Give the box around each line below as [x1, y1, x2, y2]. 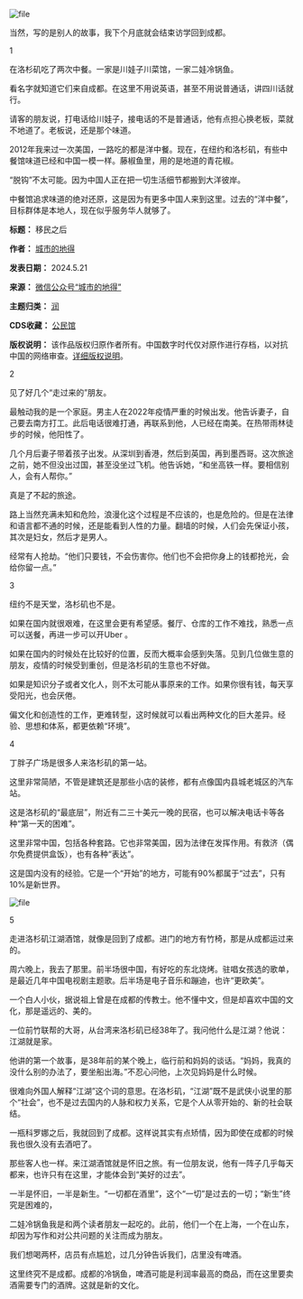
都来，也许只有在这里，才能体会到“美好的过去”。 [9, 1169, 191, 1180]
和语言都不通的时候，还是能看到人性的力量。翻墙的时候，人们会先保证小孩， [9, 520, 294, 531]
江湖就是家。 [9, 1036, 57, 1046]
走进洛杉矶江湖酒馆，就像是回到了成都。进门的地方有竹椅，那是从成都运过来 [9, 933, 294, 943]
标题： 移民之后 [9, 224, 68, 235]
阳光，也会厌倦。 [16, 691, 81, 701]
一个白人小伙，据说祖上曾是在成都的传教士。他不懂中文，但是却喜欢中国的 [9, 994, 286, 1005]
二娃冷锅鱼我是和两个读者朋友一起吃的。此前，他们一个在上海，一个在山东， [9, 1219, 294, 1229]
